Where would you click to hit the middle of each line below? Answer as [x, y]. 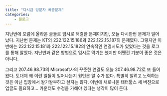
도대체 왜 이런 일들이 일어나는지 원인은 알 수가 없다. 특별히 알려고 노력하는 [87, 76]
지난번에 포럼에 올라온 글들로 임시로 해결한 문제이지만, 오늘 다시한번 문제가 [78, 34]
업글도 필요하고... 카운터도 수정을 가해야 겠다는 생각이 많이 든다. [67, 88]
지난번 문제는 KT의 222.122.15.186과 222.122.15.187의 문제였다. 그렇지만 [86, 40]
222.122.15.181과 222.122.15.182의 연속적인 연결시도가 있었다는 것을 [84, 46]
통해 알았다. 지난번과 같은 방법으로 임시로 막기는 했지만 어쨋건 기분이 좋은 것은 [86, 52]
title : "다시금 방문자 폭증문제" [35, 10]
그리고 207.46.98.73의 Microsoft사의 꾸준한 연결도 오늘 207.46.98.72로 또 [78, 69]
